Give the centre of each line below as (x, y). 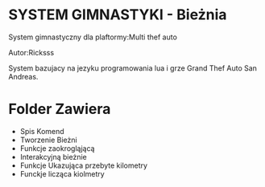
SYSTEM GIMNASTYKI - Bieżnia (118, 15)
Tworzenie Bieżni (49, 140)
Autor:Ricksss (31, 52)
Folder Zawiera (60, 109)
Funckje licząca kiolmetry (62, 173)
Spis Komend (42, 131)
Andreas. (23, 76)
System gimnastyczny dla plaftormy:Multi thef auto (93, 37)
